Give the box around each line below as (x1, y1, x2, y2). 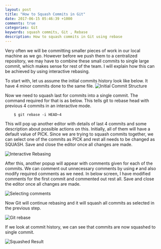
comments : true (5, 20, 36, 26)
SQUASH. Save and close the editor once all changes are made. (5, 141, 132, 147)
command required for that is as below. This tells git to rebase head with (5, 97, 149, 103)
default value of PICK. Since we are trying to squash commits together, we (5, 131, 154, 137)
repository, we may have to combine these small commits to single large (5, 58, 149, 64)
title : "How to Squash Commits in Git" (5, 12, 86, 17)
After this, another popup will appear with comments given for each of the (5, 160, 153, 166)
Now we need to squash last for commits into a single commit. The (5, 92, 138, 98)
